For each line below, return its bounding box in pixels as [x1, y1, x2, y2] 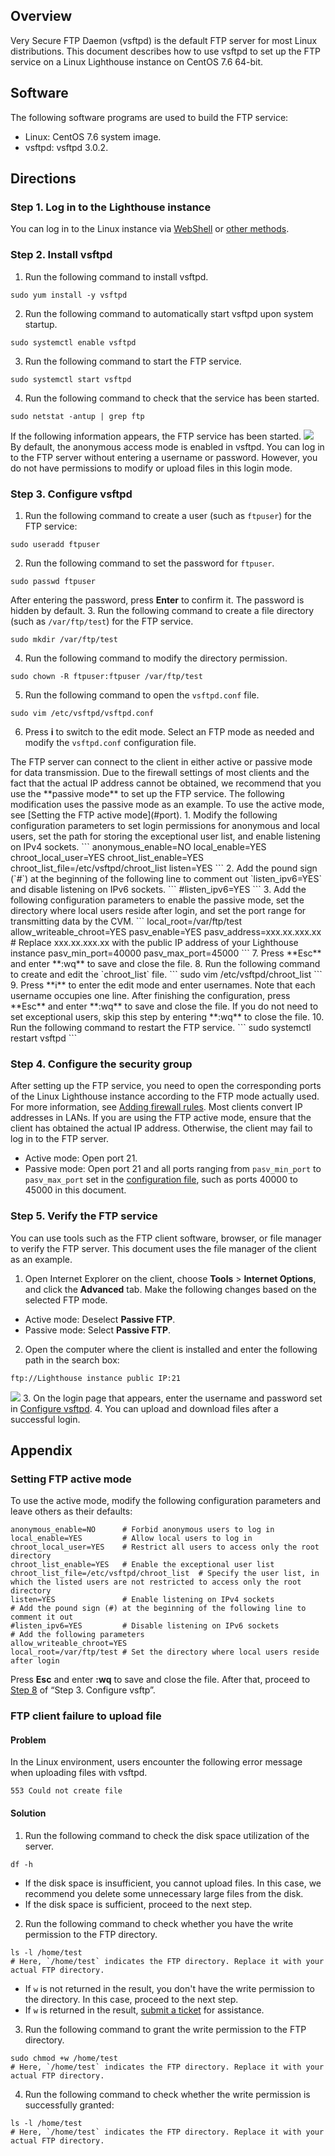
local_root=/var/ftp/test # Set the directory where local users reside [10, 1647, 320, 1658]
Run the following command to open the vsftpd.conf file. [24, 689, 260, 701]
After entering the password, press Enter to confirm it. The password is [10, 594, 305, 606]
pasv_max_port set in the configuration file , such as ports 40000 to [24, 1174, 298, 1186]
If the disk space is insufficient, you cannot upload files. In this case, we [24, 1877, 322, 1889]
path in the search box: [24, 1354, 120, 1366]
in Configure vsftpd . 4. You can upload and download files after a [10, 1402, 279, 1414]
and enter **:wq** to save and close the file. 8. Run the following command [10, 957, 321, 969]
